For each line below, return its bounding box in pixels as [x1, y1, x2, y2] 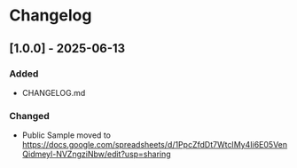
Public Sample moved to [21, 130, 111, 140]
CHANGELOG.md [21, 87, 86, 98]
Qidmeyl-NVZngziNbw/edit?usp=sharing [21, 148, 171, 160]
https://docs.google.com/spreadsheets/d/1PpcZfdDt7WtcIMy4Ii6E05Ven [21, 140, 288, 150]
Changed [9, 109, 51, 122]
